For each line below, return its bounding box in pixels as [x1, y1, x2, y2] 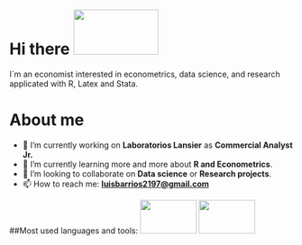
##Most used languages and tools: [9, 225, 139, 236]
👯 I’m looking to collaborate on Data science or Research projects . [22, 168, 272, 179]
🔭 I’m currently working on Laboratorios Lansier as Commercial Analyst [22, 140, 293, 150]
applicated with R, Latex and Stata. [9, 77, 138, 89]
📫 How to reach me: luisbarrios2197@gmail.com [22, 178, 210, 189]
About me [9, 110, 85, 131]
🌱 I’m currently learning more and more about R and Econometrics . [22, 159, 273, 169]
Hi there [9, 39, 70, 59]
